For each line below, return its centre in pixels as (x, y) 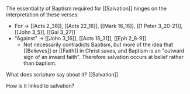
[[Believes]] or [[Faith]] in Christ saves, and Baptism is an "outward (104, 51)
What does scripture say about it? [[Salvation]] (62, 74)
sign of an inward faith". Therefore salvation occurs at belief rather (103, 57)
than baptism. (40, 63)
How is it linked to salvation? (40, 86)
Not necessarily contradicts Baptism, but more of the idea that (98, 44)
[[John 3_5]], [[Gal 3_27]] (45, 32)
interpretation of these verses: (42, 15)
